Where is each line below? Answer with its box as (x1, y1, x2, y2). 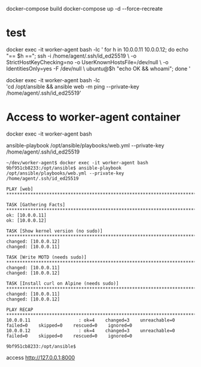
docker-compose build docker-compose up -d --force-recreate (6, 5, 163, 12)
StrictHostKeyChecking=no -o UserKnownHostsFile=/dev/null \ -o (6, 58, 169, 65)
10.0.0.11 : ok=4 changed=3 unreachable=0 (6, 317, 175, 323)
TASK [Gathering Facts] (6, 201, 66, 207)
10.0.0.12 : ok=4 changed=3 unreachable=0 (6, 327, 175, 333)
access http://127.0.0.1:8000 (6, 354, 75, 361)
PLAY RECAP (6, 306, 33, 312)
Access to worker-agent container (6, 110, 181, 124)
